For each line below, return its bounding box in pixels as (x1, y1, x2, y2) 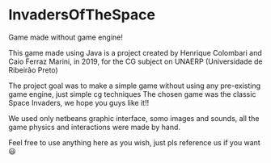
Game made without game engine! (8, 32, 124, 42)
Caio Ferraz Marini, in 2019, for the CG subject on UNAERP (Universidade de (8, 56, 263, 66)
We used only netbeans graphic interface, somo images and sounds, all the (8, 113, 260, 123)
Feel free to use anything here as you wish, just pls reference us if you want (8, 137, 260, 147)
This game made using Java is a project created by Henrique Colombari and (8, 48, 263, 57)
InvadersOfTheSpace (8, 6, 156, 24)
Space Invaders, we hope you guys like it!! (8, 98, 150, 107)
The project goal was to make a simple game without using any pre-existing (8, 81, 261, 90)
